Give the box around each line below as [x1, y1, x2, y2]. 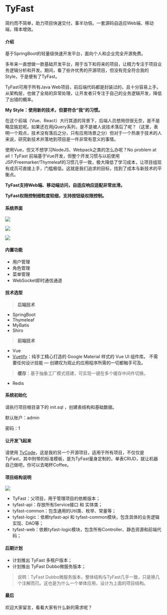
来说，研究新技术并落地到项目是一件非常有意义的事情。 [5, 136, 118, 142]
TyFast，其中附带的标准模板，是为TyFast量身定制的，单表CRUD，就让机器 [5, 456, 158, 462]
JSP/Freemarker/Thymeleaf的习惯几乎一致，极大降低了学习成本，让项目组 [5, 159, 158, 165]
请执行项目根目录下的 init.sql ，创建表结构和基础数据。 [5, 404, 117, 410]
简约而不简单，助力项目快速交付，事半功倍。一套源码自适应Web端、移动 [5, 20, 154, 26]
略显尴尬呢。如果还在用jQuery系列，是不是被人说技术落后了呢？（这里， [5, 124, 154, 130]
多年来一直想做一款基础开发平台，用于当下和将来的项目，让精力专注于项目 [5, 61, 158, 67]
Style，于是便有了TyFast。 [5, 74, 60, 79]
